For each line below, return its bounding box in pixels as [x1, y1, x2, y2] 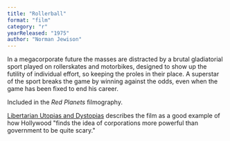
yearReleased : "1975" [7, 29, 70, 37]
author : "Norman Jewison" [7, 36, 82, 43]
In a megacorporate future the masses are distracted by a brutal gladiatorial [7, 55, 223, 63]
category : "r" [7, 23, 48, 30]
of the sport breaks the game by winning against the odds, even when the [7, 77, 218, 85]
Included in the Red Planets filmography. [7, 98, 123, 106]
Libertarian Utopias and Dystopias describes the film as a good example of [7, 112, 220, 120]
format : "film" [7, 17, 51, 24]
